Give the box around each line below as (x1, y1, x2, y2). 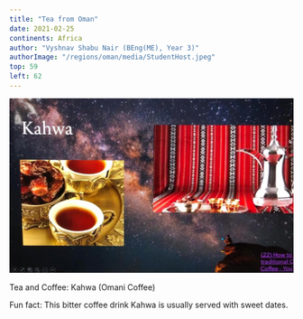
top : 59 (9, 62, 39, 71)
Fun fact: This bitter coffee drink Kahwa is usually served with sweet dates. (9, 299, 289, 310)
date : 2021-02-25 (9, 23, 75, 33)
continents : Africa (9, 33, 83, 42)
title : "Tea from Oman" (9, 14, 99, 23)
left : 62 (9, 72, 42, 81)
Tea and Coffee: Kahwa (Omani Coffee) (9, 281, 156, 293)
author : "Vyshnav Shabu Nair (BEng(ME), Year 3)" (9, 43, 200, 52)
